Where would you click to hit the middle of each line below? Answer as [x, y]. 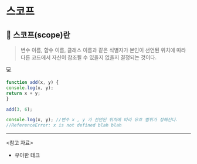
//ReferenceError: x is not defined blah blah [64, 125]
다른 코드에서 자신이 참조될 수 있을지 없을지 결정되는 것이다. [89, 57]
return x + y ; [23, 93]
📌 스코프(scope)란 [38, 35]
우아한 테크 [27, 155]
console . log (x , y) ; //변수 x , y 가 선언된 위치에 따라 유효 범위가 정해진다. [92, 120]
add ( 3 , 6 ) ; [19, 109]
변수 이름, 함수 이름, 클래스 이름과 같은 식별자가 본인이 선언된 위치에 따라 [103, 50]
